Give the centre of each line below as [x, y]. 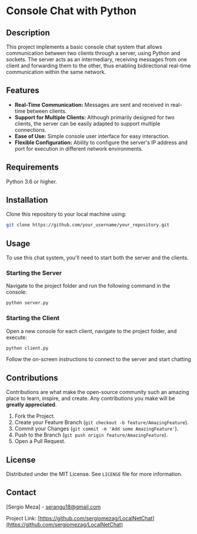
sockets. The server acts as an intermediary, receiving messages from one [96, 59]
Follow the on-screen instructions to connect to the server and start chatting [98, 359]
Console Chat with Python [71, 11]
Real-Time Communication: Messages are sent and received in [92, 105]
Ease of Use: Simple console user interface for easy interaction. [92, 136]
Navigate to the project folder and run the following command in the [88, 286]
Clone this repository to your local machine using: [66, 214]
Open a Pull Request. [40, 441]
